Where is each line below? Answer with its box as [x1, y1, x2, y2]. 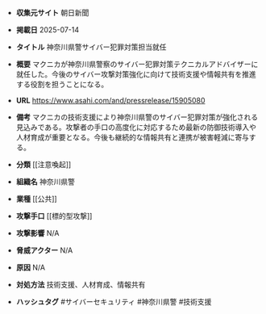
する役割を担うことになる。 [15, 80, 109, 89]
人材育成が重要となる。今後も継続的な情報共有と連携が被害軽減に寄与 [15, 132, 250, 142]
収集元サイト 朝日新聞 [15, 8, 89, 17]
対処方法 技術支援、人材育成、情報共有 [15, 280, 146, 289]
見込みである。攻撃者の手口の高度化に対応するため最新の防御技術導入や [15, 123, 256, 132]
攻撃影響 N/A [15, 228, 60, 237]
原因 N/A [15, 262, 46, 272]
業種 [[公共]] [15, 194, 58, 203]
